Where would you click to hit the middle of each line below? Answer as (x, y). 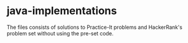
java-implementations (62, 11)
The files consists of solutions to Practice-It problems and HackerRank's (95, 27)
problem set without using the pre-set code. (60, 33)
